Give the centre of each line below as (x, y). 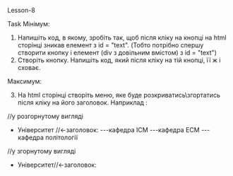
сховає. (29, 68)
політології (62, 137)
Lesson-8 (21, 10)
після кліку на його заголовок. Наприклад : (83, 102)
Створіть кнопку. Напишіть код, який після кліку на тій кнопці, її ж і (119, 60)
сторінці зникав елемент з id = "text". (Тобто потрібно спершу (110, 45)
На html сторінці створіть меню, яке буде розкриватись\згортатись (119, 95)
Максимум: (25, 81)
